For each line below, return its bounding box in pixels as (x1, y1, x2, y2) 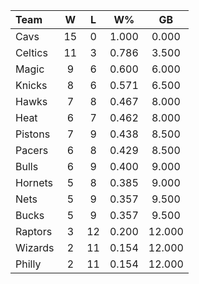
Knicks (15, 79, 48, 92)
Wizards (15, 241, 55, 254)
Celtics (15, 46, 48, 59)
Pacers (15, 144, 49, 157)
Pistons (15, 127, 51, 141)
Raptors (15, 225, 53, 238)
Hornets (15, 176, 54, 189)
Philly (15, 257, 42, 271)
